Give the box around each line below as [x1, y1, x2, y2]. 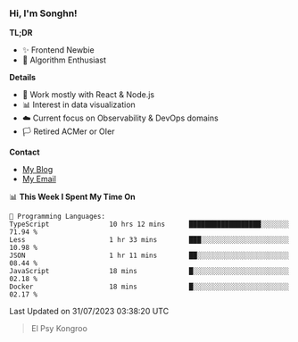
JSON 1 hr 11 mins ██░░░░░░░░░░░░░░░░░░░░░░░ [9, 251, 290, 261]
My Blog [21, 164, 54, 175]
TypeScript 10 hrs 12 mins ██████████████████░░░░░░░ [9, 220, 290, 229]
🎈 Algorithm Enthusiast [21, 54, 107, 65]
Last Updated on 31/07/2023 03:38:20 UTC [9, 306, 170, 317]
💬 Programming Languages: [9, 213, 105, 221]
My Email [21, 173, 56, 185]
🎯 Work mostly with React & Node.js [21, 89, 154, 100]
